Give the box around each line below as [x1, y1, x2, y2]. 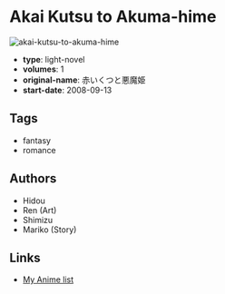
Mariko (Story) [22, 224, 77, 235]
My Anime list [22, 274, 74, 285]
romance [22, 144, 56, 155]
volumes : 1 [22, 64, 64, 74]
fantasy [22, 134, 52, 146]
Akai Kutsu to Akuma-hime [9, 6, 217, 27]
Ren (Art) [22, 204, 57, 215]
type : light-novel [22, 54, 85, 64]
